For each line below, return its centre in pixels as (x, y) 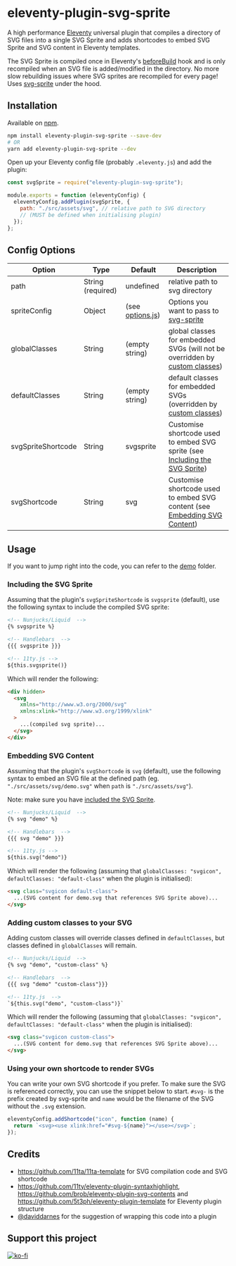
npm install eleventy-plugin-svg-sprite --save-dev (84, 135)
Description (197, 270)
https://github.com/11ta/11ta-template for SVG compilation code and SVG (123, 1171)
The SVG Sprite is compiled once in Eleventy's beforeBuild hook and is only (117, 61)
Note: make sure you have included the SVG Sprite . (81, 799)
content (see (189, 507)
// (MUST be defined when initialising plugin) (91, 215)
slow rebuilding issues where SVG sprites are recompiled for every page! (113, 76)
